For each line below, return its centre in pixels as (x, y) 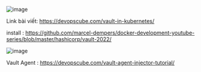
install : (15, 33)
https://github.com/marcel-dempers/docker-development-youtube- (110, 33)
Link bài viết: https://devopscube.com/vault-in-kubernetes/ (80, 21)
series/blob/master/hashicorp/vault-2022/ (59, 39)
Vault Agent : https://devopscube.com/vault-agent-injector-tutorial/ (90, 63)
